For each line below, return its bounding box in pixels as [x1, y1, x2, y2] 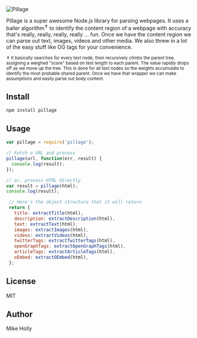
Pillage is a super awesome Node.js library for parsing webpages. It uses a [6, 17, 189, 24]
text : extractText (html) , [14, 221, 78, 227]
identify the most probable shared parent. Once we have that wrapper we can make [6, 70, 177, 77]
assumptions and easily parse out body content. [6, 75, 104, 81]
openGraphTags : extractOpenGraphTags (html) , [14, 244, 126, 249]
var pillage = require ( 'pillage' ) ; [6, 140, 94, 146]
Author [6, 309, 33, 319]
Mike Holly [6, 325, 33, 332]
